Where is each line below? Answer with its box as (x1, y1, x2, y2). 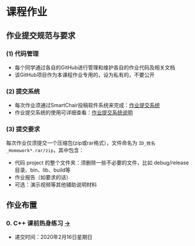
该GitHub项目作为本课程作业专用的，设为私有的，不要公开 (14, 71, 155, 78)
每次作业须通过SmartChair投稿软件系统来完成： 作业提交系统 (14, 102, 160, 109)
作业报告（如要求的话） (14, 174, 71, 181)
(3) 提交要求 (6, 125, 40, 134)
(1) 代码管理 (6, 49, 39, 57)
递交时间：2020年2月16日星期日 (14, 234, 93, 241)
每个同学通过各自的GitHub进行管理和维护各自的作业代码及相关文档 (14, 64, 176, 71)
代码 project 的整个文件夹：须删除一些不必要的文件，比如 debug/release (14, 159, 189, 166)
